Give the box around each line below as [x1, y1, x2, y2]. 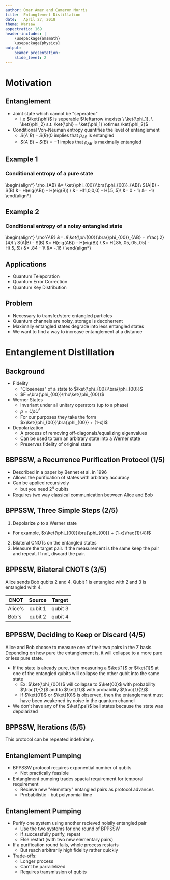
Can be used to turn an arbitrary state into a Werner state [20, 435, 141, 442]
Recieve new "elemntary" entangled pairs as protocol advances [20, 786, 154, 793]
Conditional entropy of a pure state [5, 170, 93, 177]
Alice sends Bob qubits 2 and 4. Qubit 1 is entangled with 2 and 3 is [5, 579, 147, 585]
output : [5, 45, 22, 50]
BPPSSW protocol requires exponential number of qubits [12, 765, 132, 771]
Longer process [20, 858, 54, 864]
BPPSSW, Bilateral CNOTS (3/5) [5, 565, 107, 574]
